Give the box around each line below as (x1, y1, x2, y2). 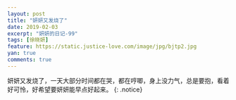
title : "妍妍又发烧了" (7, 17, 68, 24)
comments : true (7, 56, 52, 63)
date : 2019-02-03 (7, 23, 58, 30)
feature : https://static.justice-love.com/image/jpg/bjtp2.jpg (7, 43, 197, 50)
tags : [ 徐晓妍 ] (7, 37, 49, 44)
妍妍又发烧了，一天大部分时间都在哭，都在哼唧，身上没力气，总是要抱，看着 (7, 76, 230, 85)
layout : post (7, 10, 46, 18)
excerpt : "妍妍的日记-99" (7, 30, 78, 37)
